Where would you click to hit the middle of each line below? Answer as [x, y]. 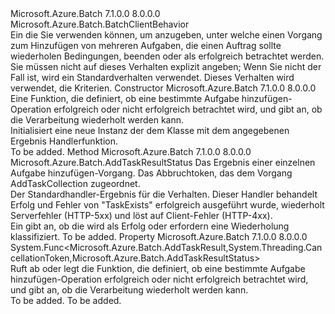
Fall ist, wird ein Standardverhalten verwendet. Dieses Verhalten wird [152, 77]
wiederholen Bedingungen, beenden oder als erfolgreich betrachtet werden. [167, 56]
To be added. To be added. [66, 300]
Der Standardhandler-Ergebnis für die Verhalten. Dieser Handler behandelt [164, 194]
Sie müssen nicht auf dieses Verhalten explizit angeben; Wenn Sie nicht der [166, 66]
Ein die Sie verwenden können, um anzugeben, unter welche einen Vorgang [166, 35]
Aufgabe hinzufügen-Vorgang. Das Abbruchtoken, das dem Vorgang [151, 173]
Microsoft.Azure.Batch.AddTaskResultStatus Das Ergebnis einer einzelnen [163, 162]
